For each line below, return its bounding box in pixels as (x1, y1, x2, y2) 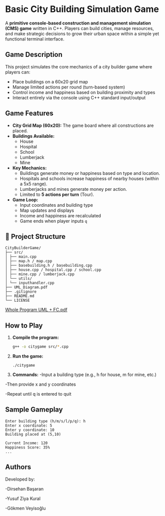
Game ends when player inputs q (19, 218, 87, 224)
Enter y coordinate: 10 (5, 427, 55, 433)
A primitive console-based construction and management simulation (5, 20, 151, 26)
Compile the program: (12, 335, 59, 341)
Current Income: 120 (5, 441, 48, 446)
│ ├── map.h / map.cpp (5, 259, 52, 264)
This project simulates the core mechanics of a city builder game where (5, 63, 153, 69)
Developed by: (5, 476, 35, 482)
